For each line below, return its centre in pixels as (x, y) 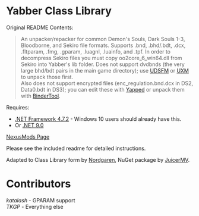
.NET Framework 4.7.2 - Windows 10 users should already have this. (98, 119)
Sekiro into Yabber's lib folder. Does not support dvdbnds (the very (103, 64)
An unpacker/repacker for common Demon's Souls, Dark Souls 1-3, (103, 39)
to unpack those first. (47, 77)
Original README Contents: (40, 27)
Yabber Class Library (59, 11)
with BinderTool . (40, 96)
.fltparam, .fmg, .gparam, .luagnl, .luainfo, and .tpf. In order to (96, 51)
